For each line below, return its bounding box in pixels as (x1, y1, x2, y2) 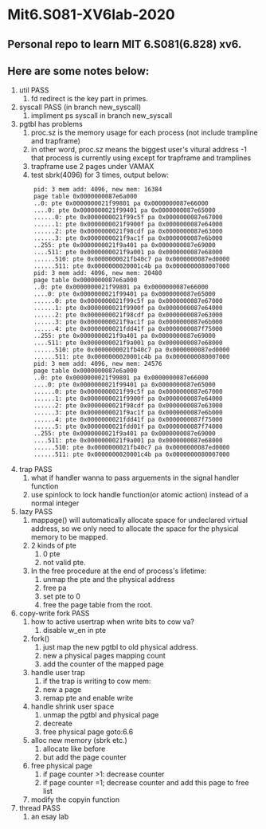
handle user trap (30, 668, 85, 678)
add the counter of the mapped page (42, 659, 164, 669)
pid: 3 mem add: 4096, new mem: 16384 (33, 186, 162, 194)
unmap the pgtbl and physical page (42, 710, 159, 720)
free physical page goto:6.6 (42, 727, 134, 737)
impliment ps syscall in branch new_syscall (30, 111, 173, 120)
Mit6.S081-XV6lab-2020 (7, 6, 176, 24)
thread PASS (18, 803, 61, 813)
